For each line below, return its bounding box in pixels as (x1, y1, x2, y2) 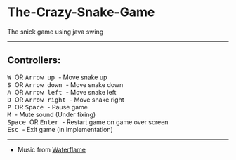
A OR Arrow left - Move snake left (7, 88, 117, 96)
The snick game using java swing (7, 27, 104, 36)
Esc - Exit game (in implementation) (7, 125, 114, 133)
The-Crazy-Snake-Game (7, 4, 155, 20)
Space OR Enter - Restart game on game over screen (7, 117, 169, 126)
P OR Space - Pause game (7, 102, 88, 111)
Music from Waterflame (17, 145, 86, 154)
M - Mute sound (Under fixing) (7, 110, 96, 119)
